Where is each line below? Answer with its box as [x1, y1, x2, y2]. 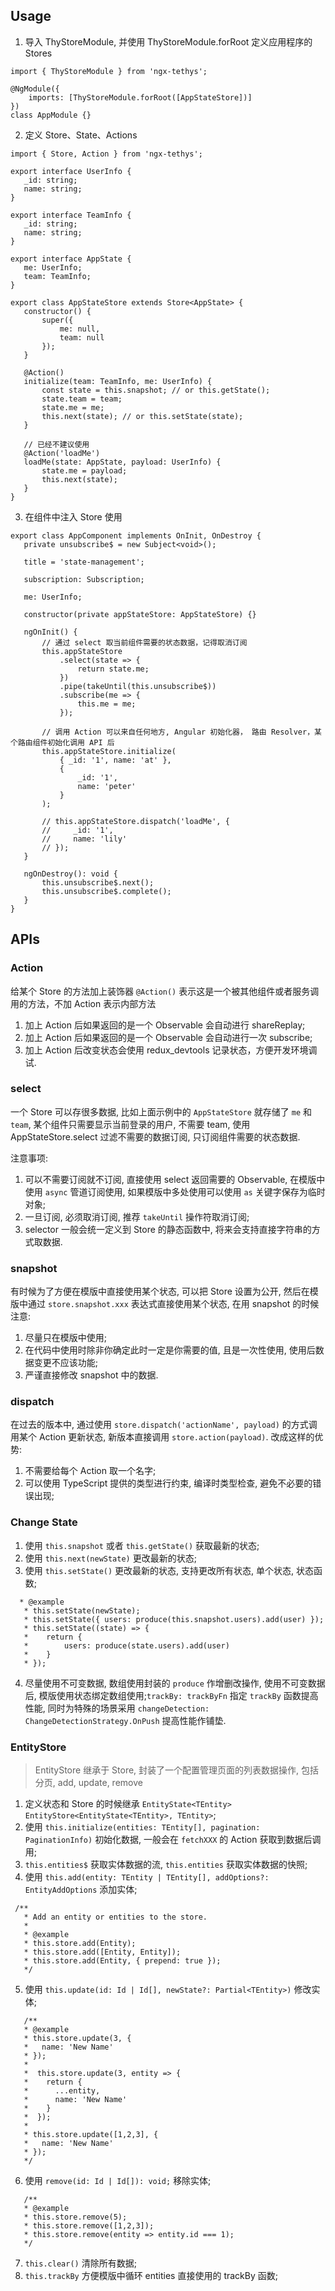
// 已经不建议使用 [23, 439, 90, 449]
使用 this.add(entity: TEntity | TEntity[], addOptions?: [24, 1870, 270, 1883]
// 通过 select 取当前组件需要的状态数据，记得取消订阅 [41, 637, 248, 648]
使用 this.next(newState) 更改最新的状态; [24, 1552, 197, 1564]
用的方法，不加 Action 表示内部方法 [10, 997, 157, 1009]
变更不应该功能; [33, 1357, 99, 1369]
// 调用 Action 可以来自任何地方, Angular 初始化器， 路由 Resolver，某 [41, 727, 322, 737]
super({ [41, 315, 74, 325]
